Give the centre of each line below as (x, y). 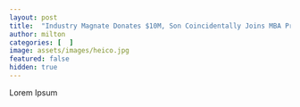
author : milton (37, 34)
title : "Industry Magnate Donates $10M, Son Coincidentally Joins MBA (145, 26)
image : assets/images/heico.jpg (69, 51)
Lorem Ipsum (33, 92)
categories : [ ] (42, 42)
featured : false (39, 59)
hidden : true (33, 68)
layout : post (33, 17)
